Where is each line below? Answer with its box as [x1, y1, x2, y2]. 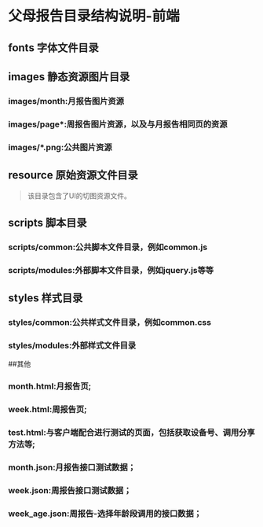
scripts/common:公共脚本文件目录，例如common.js [8, 241, 208, 252]
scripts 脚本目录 [8, 216, 87, 229]
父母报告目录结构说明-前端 [8, 7, 181, 25]
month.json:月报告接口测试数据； [8, 462, 136, 473]
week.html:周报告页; [8, 404, 88, 415]
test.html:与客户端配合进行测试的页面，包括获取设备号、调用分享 [8, 427, 255, 438]
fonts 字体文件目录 [8, 41, 100, 54]
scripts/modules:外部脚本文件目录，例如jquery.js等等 [8, 264, 214, 275]
